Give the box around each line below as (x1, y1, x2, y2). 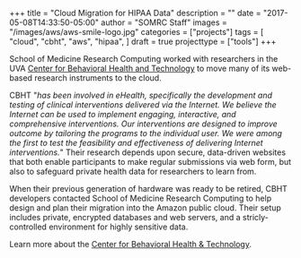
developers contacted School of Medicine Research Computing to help (9, 193, 272, 203)
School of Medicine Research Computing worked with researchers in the (9, 54, 279, 64)
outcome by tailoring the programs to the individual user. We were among (9, 128, 283, 138)
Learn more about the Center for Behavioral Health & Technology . (9, 239, 252, 249)
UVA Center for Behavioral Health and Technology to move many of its (9, 63, 270, 73)
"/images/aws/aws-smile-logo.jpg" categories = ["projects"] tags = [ (9, 27, 264, 37)
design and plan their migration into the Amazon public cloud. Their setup (9, 202, 281, 213)
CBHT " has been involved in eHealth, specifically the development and (9, 90, 272, 100)
